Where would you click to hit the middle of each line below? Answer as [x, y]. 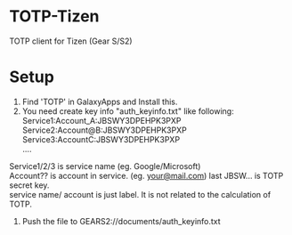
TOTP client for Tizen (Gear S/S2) [71, 41]
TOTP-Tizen [54, 16]
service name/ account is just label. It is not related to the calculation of [140, 194]
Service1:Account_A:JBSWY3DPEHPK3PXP [101, 120]
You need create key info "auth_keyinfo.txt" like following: [128, 111]
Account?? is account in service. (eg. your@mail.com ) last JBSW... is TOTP [146, 175]
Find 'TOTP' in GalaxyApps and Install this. [100, 101]
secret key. [29, 185]
